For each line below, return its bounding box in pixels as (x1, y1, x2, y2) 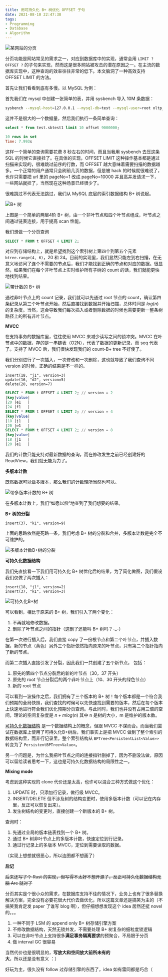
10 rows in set (5, 134, 37, 139)
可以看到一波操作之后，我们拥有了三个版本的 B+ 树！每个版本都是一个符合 (5, 693, 158, 699)
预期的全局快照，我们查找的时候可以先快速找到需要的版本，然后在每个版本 (9, 699, 163, 705)
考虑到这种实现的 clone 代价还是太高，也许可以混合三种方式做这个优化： (5, 778, 155, 784)
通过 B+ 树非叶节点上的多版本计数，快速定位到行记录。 (12, 835, 126, 841)
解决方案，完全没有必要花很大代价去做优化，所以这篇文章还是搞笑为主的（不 (5, 896, 163, 903)
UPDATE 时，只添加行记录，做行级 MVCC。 (12, 789, 102, 795)
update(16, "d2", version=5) (5, 377, 66, 383)
